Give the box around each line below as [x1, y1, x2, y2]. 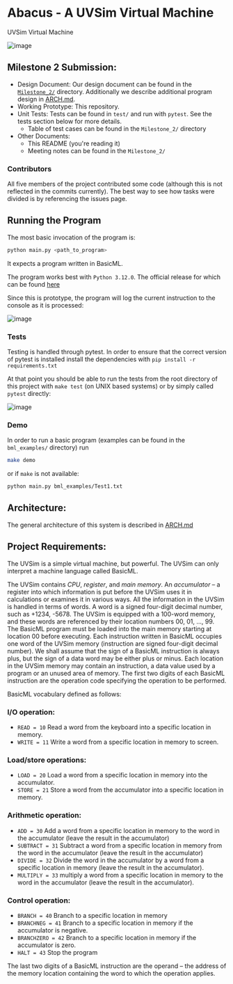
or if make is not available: [7, 470, 79, 478]
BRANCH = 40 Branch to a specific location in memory [17, 911, 168, 919]
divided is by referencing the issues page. [7, 195, 127, 203]
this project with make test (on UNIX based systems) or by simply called [7, 382, 214, 390]
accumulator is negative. [17, 926, 88, 934]
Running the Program [7, 214, 102, 227]
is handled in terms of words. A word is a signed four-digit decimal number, [7, 602, 223, 610]
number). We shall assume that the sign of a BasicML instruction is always [7, 646, 220, 655]
